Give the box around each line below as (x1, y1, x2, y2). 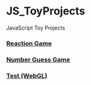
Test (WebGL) (6, 71, 48, 80)
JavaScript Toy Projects (6, 24, 65, 31)
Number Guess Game (6, 55, 71, 64)
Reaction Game (6, 39, 52, 48)
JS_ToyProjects (6, 4, 86, 18)
